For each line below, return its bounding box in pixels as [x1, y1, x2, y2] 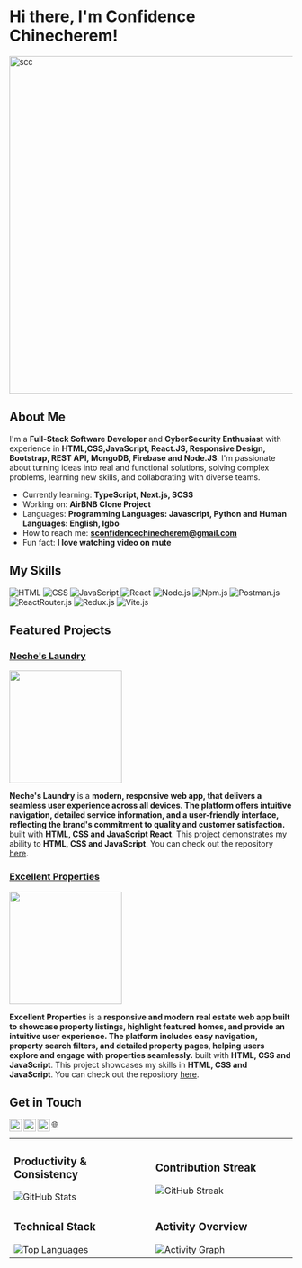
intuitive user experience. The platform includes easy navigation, [9, 1030, 258, 1041]
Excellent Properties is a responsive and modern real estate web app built [9, 1011, 290, 1022]
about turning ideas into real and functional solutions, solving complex [9, 462, 270, 473]
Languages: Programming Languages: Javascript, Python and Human [22, 508, 288, 519]
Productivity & [13, 1155, 87, 1168]
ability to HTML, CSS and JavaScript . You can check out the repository [9, 838, 274, 849]
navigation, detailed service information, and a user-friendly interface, [9, 810, 279, 820]
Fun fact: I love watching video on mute [22, 537, 172, 548]
